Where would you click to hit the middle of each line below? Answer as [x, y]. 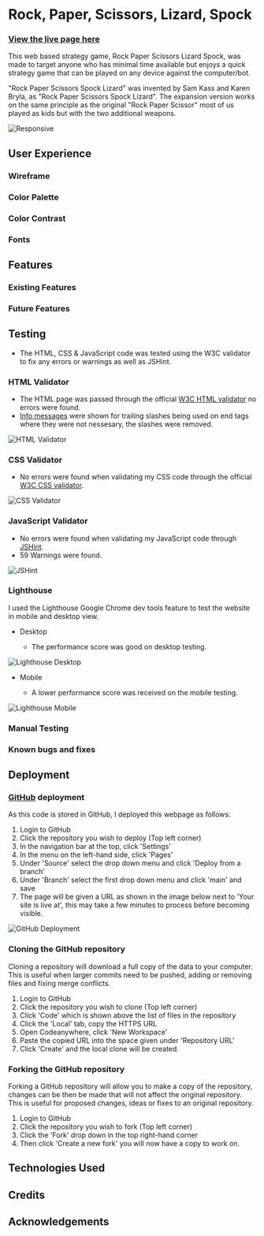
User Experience [50, 153]
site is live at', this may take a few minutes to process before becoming [134, 905]
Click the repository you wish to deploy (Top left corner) [110, 838]
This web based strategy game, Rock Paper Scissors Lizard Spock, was [125, 56]
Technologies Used [56, 1168]
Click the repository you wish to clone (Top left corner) [108, 1007]
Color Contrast [37, 218]
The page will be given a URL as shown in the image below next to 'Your [137, 897]
